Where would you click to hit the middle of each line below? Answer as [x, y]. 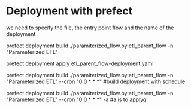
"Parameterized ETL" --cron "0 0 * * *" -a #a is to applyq [76, 99]
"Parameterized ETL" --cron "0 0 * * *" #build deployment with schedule [96, 81]
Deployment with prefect [69, 11]
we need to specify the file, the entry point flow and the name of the [90, 28]
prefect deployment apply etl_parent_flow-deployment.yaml [80, 63]
